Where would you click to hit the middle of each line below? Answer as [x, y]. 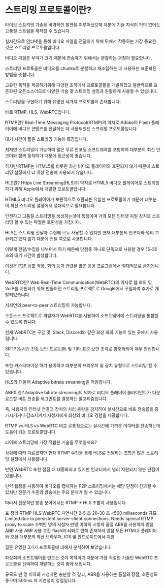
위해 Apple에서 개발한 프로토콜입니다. [50, 189]
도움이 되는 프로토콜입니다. [31, 432]
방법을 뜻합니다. [20, 74]
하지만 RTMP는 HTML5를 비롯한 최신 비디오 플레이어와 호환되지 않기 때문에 [78, 166]
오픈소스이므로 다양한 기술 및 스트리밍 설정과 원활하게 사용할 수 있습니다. [88, 91]
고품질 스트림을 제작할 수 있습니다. [38, 31]
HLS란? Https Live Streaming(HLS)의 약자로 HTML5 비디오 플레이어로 [74, 183]
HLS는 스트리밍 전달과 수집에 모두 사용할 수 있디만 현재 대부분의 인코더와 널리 [80, 232]
